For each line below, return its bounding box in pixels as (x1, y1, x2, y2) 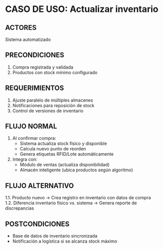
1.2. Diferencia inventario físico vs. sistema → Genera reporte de (5, 200, 137, 206)
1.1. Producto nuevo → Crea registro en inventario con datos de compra (5, 195, 151, 201)
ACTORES (5, 23, 37, 32)
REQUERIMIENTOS (5, 84, 64, 93)
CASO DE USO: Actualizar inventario (5, 3, 159, 15)
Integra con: (12, 156, 37, 162)
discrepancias (5, 205, 34, 211)
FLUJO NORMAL (5, 122, 57, 130)
